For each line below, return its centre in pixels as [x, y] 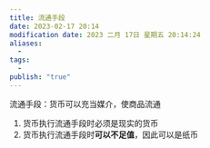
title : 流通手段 [37, 18]
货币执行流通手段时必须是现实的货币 [90, 123]
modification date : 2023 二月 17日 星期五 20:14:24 [105, 35]
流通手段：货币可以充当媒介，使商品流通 [85, 104]
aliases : [26, 43]
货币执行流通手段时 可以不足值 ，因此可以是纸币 [110, 134]
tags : [20, 60]
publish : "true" [40, 77]
